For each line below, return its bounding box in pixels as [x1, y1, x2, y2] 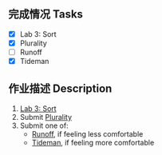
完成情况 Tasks [8, 7, 84, 22]
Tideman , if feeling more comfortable [31, 137, 155, 147]
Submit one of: [19, 121, 69, 130]
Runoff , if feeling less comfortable [31, 129, 144, 138]
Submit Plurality [19, 112, 73, 121]
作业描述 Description [8, 82, 113, 96]
